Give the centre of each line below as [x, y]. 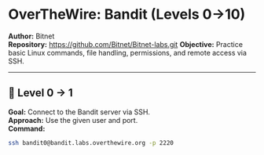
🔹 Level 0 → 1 [40, 93]
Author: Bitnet [31, 36]
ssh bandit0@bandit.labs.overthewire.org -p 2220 [91, 142]
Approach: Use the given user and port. [73, 120]
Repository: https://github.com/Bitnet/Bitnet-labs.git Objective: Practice [126, 44]
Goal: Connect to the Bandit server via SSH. [79, 112]
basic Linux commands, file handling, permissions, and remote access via [128, 52]
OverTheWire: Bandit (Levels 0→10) [127, 14]
